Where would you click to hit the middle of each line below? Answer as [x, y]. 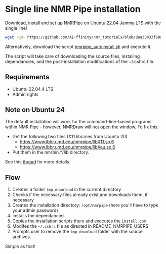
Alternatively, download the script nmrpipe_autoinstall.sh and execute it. [78, 47]
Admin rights [25, 94]
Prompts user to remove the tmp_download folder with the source [78, 232]
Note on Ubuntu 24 [35, 110]
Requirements [27, 77]
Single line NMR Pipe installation [73, 9]
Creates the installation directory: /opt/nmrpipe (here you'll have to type [85, 205]
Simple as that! [20, 247]
